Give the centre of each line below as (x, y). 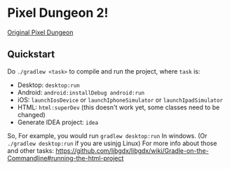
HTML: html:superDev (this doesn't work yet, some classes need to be (119, 107)
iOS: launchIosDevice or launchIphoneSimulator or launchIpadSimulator (120, 100)
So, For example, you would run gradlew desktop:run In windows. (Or (107, 135)
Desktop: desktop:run (49, 85)
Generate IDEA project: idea (58, 122)
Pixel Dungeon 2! (58, 13)
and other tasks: (31, 150)
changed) (31, 114)
